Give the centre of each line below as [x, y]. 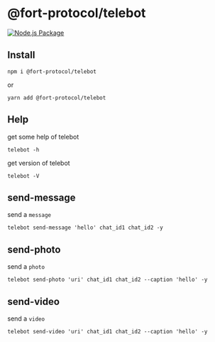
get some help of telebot [43, 137]
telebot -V [23, 176]
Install [21, 55]
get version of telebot [39, 163]
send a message [29, 215]
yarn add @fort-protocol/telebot [57, 97]
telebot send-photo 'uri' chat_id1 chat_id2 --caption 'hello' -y [107, 280]
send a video [26, 319]
